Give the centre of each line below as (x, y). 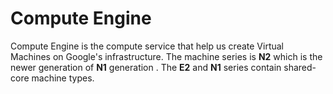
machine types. (63, 78)
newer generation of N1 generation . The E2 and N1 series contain (146, 67)
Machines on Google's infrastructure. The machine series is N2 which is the (166, 56)
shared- (300, 67)
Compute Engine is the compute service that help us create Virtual (147, 46)
